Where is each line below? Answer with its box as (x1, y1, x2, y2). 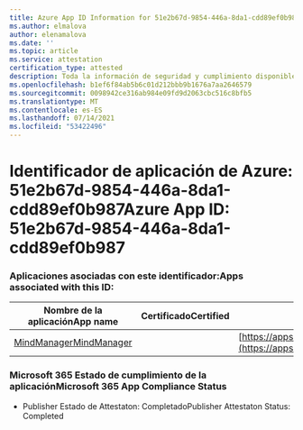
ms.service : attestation (9, 55, 103, 64)
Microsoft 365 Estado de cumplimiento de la (9, 369, 207, 381)
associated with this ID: (9, 281, 115, 294)
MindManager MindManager (14, 336, 133, 349)
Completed (22, 410, 64, 421)
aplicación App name (27, 316, 119, 328)
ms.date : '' (9, 38, 54, 48)
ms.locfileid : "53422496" (9, 123, 106, 132)
